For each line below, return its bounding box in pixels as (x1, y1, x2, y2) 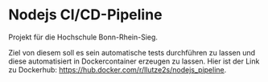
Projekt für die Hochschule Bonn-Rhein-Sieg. (8, 32, 159, 42)
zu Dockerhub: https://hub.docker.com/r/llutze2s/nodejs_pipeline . (8, 64, 227, 74)
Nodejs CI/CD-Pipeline (8, 6, 163, 24)
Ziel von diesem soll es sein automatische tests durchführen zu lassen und (8, 47, 256, 57)
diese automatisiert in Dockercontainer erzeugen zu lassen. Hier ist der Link (8, 56, 260, 66)
